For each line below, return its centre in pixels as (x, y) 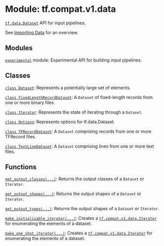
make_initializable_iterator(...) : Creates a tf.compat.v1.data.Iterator (81, 218)
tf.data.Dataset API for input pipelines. (45, 23)
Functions (21, 167)
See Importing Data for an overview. (42, 32)
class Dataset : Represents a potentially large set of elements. (68, 87)
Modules (19, 48)
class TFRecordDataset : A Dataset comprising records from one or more (78, 131)
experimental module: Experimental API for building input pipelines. (74, 60)
